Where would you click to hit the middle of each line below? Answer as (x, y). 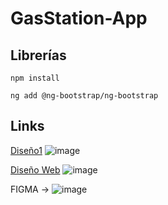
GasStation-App (79, 18)
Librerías (38, 55)
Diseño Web (35, 169)
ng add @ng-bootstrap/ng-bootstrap (84, 96)
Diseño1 (26, 150)
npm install (35, 78)
